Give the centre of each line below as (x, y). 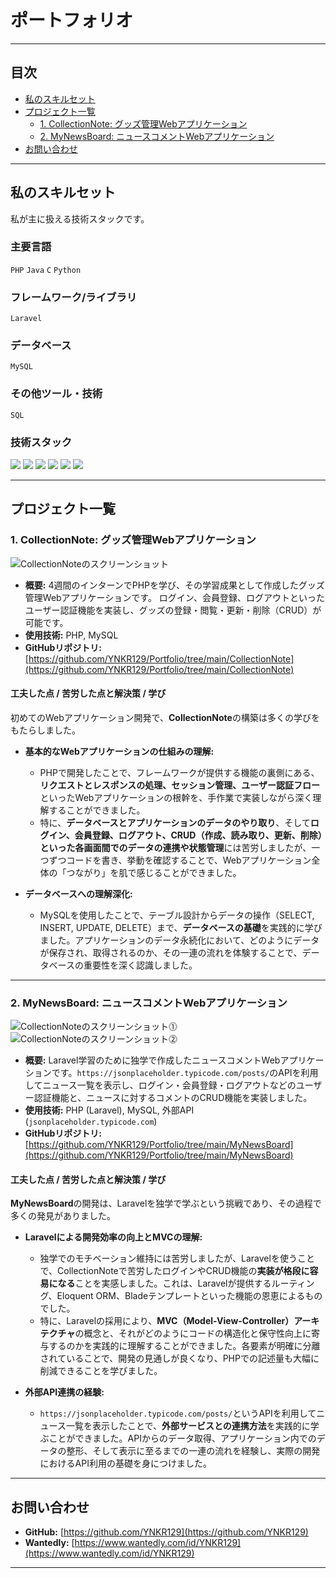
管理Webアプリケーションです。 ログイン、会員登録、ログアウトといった (175, 597)
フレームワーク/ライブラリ (74, 297)
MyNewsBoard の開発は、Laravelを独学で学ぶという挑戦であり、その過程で (166, 1203)
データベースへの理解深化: (78, 893)
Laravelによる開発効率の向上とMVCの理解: (113, 1237)
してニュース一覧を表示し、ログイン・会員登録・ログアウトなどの (160, 1085)
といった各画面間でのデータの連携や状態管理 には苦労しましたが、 (175, 847)
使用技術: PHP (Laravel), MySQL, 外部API (109, 1110)
